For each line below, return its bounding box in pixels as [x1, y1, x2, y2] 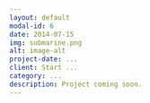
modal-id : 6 [9, 21, 54, 30]
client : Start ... [9, 64, 78, 73]
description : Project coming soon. [9, 80, 143, 89]
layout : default [9, 13, 70, 22]
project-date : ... [9, 55, 78, 64]
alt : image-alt [9, 47, 66, 56]
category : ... [9, 72, 63, 81]
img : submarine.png [9, 38, 83, 47]
